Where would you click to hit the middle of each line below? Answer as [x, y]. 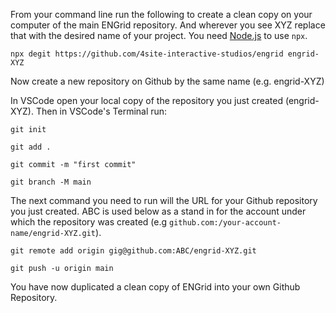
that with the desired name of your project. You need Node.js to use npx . [159, 35]
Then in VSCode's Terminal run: [101, 111]
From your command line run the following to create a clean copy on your [161, 14]
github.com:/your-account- [225, 223]
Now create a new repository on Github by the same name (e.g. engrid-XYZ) [167, 81]
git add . [31, 147]
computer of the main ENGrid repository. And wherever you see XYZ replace [168, 25]
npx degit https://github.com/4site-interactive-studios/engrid [147, 54]
